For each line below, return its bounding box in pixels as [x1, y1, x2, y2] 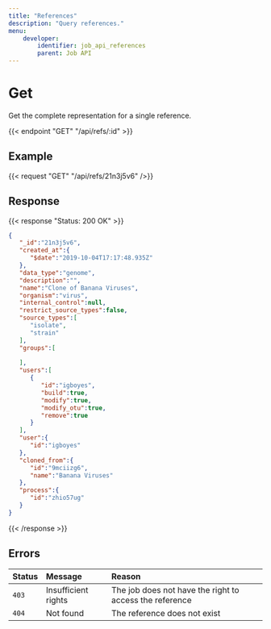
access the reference [111, 594, 192, 606]
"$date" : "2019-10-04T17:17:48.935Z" [29, 254, 153, 262]
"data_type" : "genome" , [19, 269, 95, 277]
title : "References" [8, 11, 78, 20]
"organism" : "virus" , [19, 291, 89, 299]
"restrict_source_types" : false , [19, 306, 128, 314]
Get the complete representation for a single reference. [8, 110, 192, 120]
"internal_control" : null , [19, 299, 106, 307]
